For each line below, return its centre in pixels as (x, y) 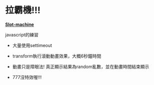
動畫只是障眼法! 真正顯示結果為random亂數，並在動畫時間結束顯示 (81, 66)
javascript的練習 (22, 34)
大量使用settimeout (32, 45)
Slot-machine (19, 24)
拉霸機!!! (23, 10)
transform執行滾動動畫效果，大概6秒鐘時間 (57, 56)
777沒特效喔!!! (27, 77)
